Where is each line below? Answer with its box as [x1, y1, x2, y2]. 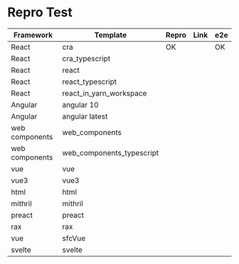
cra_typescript [62, 53, 111, 63]
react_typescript [62, 76, 117, 86]
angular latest [62, 111, 108, 121]
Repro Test [7, 4, 73, 21]
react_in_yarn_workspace [62, 88, 147, 98]
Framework [13, 30, 53, 40]
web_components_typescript [62, 147, 159, 157]
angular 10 [62, 100, 99, 110]
